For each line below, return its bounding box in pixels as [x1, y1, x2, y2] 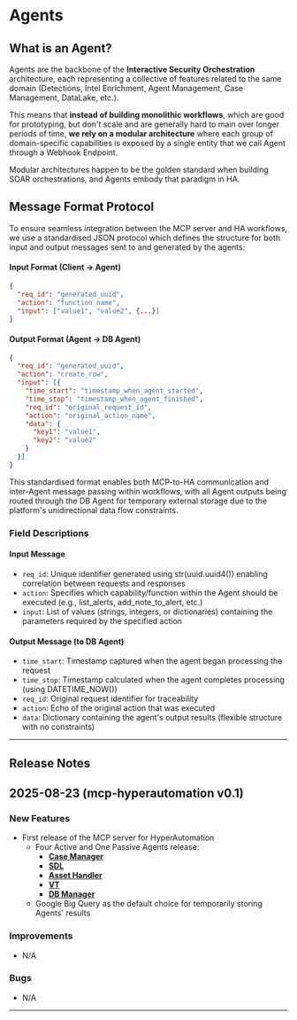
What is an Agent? [9, 41, 112, 56]
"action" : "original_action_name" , [25, 411, 156, 420]
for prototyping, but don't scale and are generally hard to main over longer [9, 119, 280, 129]
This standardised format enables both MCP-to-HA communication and [9, 476, 270, 487]
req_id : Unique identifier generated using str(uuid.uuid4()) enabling [21, 568, 268, 579]
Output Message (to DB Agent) [9, 635, 125, 647]
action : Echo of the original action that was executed [21, 703, 215, 713]
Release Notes [9, 755, 91, 771]
